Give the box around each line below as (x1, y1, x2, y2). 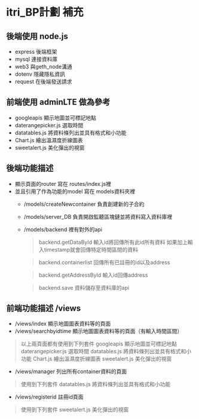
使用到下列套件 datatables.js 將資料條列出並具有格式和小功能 (20, 381, 171, 388)
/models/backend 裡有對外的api (23, 225, 103, 233)
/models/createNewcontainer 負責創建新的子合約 (23, 200, 145, 207)
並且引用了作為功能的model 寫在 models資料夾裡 (14, 188, 136, 195)
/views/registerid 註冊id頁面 (14, 393, 84, 400)
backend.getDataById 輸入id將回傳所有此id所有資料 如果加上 (38, 238, 188, 246)
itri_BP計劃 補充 (6, 5, 84, 19)
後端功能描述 (6, 163, 54, 173)
